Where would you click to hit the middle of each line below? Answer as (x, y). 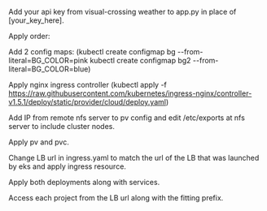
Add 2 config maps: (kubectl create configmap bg (92, 52)
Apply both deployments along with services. (84, 182)
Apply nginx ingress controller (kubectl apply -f (88, 85)
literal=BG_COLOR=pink (48, 60)
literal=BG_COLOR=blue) (50, 69)
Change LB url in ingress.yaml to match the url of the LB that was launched (134, 158)
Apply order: (29, 36)
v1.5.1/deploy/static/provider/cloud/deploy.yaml (88, 102)
